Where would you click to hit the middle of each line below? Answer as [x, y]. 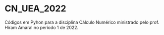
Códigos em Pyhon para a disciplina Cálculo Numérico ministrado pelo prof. [82, 22]
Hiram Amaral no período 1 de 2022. [42, 27]
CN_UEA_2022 [35, 9]
